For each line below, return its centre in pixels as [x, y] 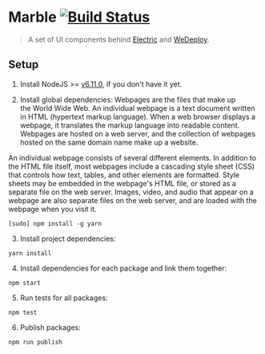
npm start [25, 283]
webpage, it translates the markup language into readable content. [130, 125]
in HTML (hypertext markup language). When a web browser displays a [138, 116]
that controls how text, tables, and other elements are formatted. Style [124, 175]
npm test [23, 312]
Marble [33, 17]
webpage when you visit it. [53, 209]
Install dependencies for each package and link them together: [123, 268]
